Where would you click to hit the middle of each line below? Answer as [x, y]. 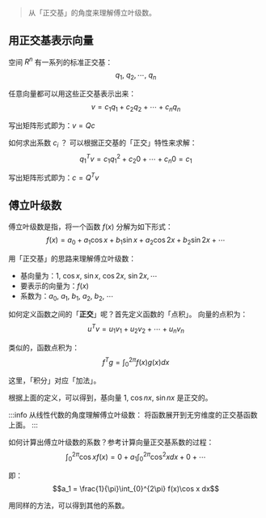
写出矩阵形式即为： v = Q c [52, 125]
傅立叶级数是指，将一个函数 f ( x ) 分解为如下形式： [91, 227]
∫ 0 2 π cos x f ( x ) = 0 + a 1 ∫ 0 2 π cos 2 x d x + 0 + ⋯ [136, 457]
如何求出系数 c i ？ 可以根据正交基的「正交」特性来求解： [103, 143]
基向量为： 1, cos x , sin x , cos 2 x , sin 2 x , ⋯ [89, 275]
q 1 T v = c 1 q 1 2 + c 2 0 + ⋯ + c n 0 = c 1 [136, 159]
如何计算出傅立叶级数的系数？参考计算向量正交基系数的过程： [111, 442]
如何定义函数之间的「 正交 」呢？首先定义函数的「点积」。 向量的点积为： [128, 314]
